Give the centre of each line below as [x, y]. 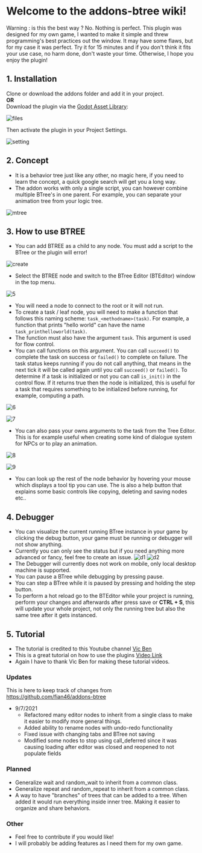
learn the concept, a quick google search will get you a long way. [96, 181]
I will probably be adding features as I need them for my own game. [99, 843]
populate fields [43, 753]
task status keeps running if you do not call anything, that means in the [103, 363]
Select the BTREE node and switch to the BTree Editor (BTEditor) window [105, 276]
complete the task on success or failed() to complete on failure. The [101, 357]
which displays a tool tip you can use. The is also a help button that [98, 485]
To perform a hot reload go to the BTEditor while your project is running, [104, 596]
